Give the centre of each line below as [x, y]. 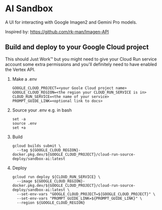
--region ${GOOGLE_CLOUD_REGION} [51, 203]
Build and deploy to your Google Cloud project [77, 47]
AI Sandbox [29, 9]
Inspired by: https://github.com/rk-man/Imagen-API [57, 31]
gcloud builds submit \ [37, 146]
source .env [24, 123]
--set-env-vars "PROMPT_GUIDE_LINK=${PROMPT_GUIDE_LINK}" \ [80, 198]
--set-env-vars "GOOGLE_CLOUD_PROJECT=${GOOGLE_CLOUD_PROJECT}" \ [86, 194]
